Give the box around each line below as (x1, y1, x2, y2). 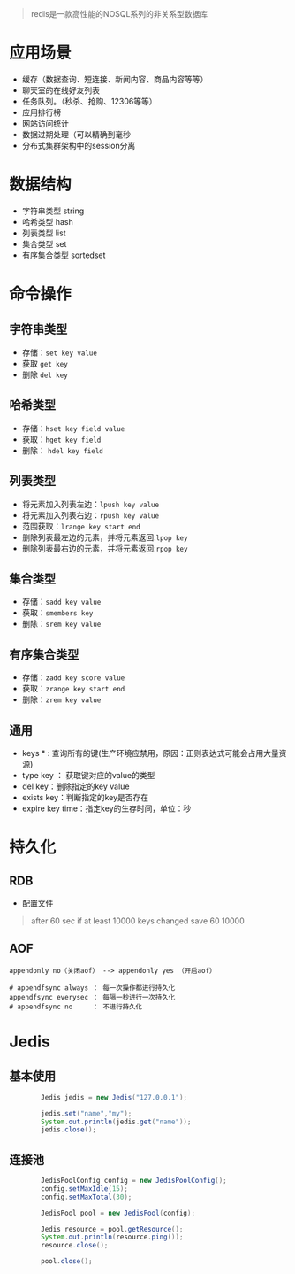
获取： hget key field (21, 434, 102, 444)
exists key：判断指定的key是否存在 (21, 791, 149, 802)
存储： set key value (21, 347, 97, 358)
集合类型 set (21, 238, 67, 249)
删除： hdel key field (21, 444, 103, 455)
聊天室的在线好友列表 (21, 84, 100, 96)
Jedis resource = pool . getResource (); (41, 1224, 184, 1233)
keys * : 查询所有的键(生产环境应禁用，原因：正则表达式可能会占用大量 (21, 747, 280, 758)
